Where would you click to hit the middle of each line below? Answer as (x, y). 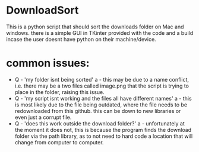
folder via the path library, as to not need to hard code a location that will (104, 136)
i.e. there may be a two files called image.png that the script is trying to (102, 86)
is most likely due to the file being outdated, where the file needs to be (101, 105)
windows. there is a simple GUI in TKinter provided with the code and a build (100, 33)
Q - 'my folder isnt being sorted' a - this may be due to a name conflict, (102, 79)
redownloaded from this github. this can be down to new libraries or (98, 111)
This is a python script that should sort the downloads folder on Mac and (95, 27)
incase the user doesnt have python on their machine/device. (81, 39)
